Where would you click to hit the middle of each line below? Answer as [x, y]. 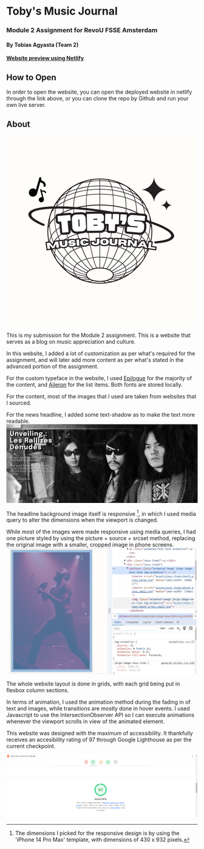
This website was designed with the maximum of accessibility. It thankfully [100, 733]
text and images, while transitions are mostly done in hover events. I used [98, 708]
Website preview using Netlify [45, 58]
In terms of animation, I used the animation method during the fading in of [98, 702]
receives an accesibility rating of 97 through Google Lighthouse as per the [99, 740]
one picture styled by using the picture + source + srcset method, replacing [101, 538]
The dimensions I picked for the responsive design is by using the [97, 833]
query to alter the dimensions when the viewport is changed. [82, 520]
